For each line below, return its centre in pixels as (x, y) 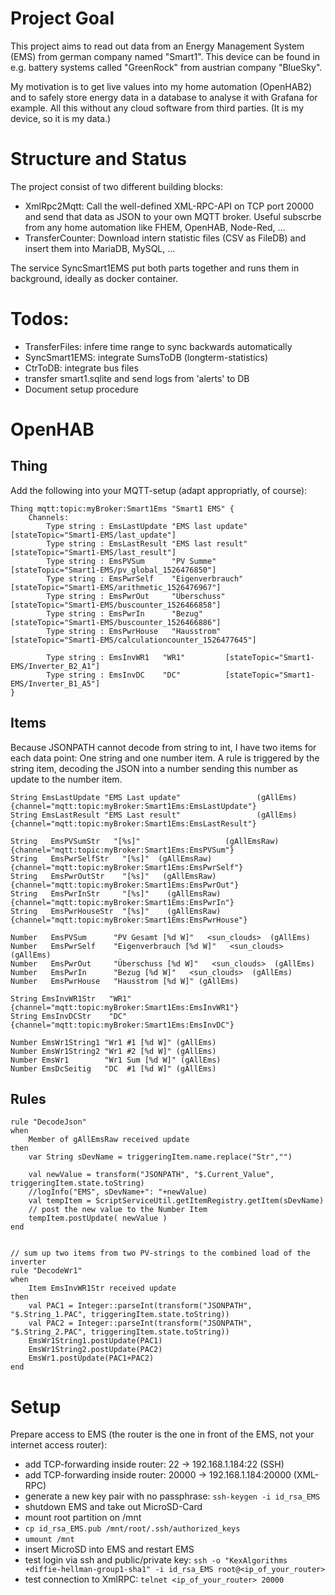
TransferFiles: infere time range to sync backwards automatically (158, 346)
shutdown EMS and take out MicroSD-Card (113, 1507)
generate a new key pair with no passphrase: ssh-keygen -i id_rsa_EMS (172, 1496)
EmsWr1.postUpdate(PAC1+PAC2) (91, 1358)
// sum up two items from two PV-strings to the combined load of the (160, 1253)
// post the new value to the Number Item (118, 1210)
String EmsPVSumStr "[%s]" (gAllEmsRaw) (145, 841)
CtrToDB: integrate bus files (81, 368)
